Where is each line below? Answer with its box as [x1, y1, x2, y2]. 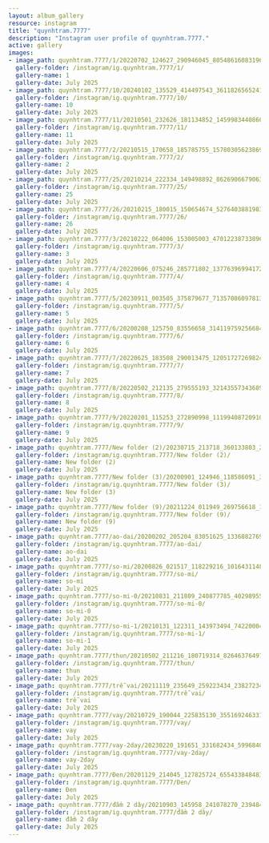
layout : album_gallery [8, 11, 84, 20]
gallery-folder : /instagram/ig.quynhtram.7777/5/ [15, 302, 184, 310]
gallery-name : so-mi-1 [15, 637, 91, 645]
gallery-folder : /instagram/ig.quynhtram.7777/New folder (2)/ [15, 451, 231, 459]
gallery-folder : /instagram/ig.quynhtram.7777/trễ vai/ [15, 689, 206, 697]
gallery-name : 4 [15, 279, 70, 288]
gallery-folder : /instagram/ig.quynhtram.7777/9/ [15, 421, 184, 429]
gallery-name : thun [15, 666, 81, 675]
